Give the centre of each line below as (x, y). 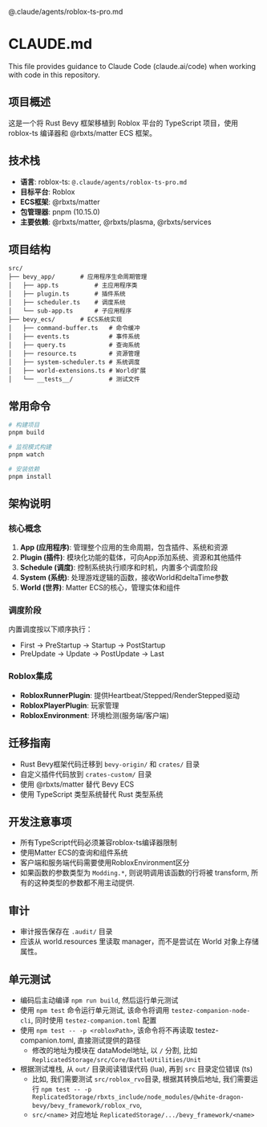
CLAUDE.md (51, 44)
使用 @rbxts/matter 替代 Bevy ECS (77, 784)
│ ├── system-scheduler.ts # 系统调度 (74, 362)
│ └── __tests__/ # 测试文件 (74, 380)
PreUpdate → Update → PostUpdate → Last (92, 654)
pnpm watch (26, 454)
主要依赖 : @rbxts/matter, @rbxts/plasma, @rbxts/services (115, 222)
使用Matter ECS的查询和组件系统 (74, 853)
